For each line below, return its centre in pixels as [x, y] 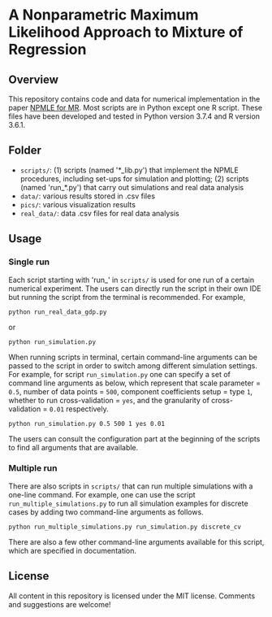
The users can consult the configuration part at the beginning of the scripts [134, 439]
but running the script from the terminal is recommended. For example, [127, 297]
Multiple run [33, 468]
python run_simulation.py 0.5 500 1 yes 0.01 [86, 424]
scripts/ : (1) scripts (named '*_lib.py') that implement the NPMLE [130, 170]
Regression [47, 50]
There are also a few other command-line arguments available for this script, [136, 541]
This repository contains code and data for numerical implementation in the [134, 99]
